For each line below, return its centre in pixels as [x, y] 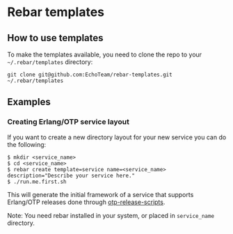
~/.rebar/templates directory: [50, 62]
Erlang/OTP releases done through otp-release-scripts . [86, 202]
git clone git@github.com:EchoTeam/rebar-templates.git [90, 75]
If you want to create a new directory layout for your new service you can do [117, 137]
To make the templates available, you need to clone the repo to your [105, 54]
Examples [29, 102]
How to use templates [55, 38]
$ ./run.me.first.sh [37, 182]
